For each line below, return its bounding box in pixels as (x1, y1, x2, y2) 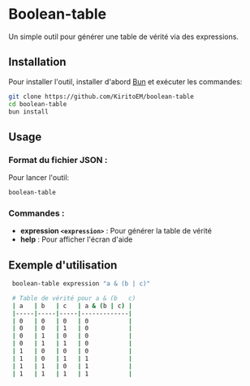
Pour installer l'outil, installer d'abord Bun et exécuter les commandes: (8, 76, 243, 86)
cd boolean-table (8, 100, 67, 108)
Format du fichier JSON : (8, 154, 108, 165)
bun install (8, 107, 49, 116)
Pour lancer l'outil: (8, 173, 70, 182)
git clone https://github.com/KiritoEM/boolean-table (8, 92, 195, 101)
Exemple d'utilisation (8, 258, 118, 272)
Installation (8, 55, 67, 69)
